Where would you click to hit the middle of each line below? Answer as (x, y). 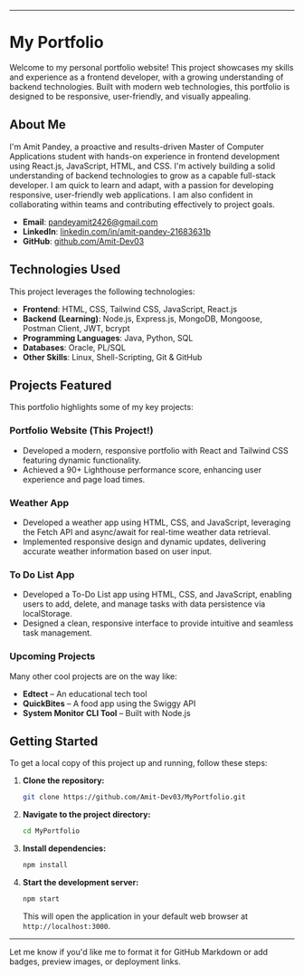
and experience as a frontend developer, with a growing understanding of (147, 77)
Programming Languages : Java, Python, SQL (108, 338)
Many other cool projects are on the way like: (94, 676)
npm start (41, 899)
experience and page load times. (84, 479)
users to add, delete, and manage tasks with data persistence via (144, 604)
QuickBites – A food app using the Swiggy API (109, 703)
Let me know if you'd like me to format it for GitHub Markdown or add (139, 952)
